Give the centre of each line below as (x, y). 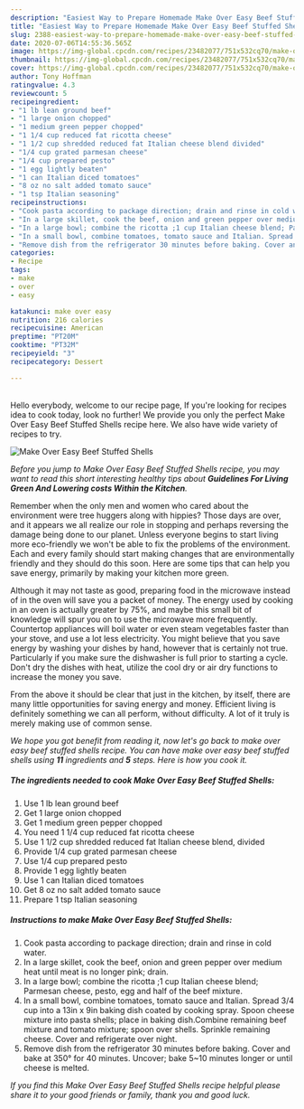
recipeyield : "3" (43, 353)
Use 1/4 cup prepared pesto (75, 860)
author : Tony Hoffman (51, 77)
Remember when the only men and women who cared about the (129, 505)
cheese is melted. (56, 1067)
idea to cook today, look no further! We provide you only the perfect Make (147, 414)
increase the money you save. (66, 677)
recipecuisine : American (57, 328)
